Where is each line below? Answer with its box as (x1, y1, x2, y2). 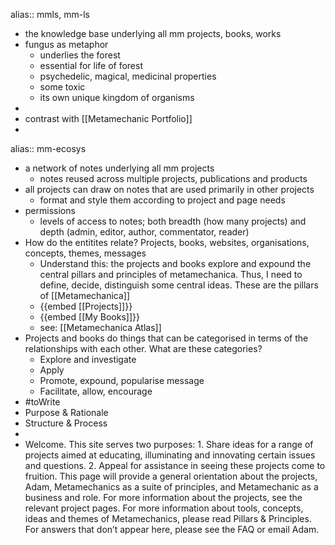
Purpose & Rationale (24, 407, 109, 418)
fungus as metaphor (24, 39, 109, 50)
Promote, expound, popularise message (39, 375, 205, 386)
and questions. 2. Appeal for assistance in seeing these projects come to (24, 460, 326, 471)
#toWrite (24, 396, 61, 408)
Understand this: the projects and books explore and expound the (39, 258, 312, 269)
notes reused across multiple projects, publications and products (39, 173, 308, 184)
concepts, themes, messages (24, 247, 147, 259)
